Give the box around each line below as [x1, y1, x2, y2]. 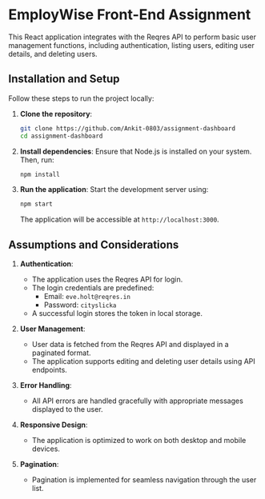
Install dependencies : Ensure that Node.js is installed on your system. [19, 146, 252, 156]
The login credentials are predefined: [31, 283, 155, 293]
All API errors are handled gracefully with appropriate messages [31, 396, 244, 405]
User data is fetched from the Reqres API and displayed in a [31, 340, 230, 349]
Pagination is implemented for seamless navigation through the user [31, 475, 257, 485]
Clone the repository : [19, 109, 93, 118]
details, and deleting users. [8, 49, 98, 58]
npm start [19, 200, 54, 209]
